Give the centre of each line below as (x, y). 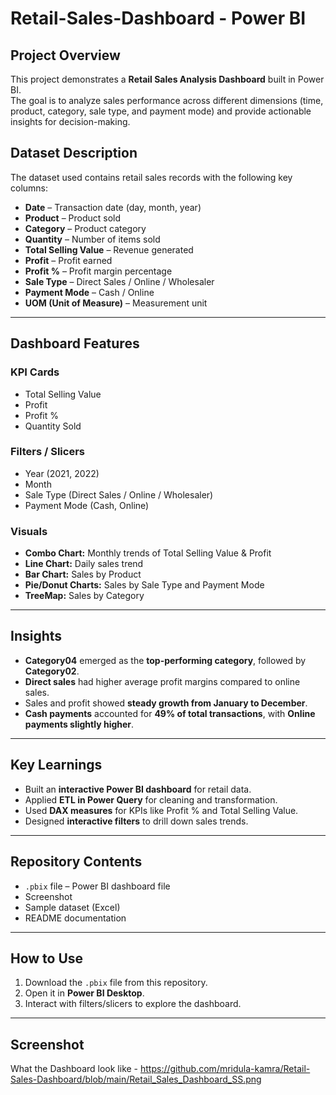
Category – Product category (85, 228)
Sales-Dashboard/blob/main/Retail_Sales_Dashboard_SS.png (136, 1079)
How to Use (47, 958)
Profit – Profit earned (68, 260)
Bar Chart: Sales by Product (83, 574)
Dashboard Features (75, 343)
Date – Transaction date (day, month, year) (113, 207)
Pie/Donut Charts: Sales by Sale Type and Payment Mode (144, 585)
